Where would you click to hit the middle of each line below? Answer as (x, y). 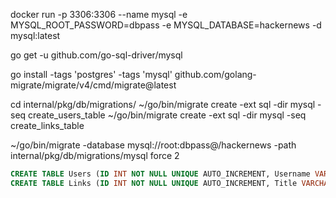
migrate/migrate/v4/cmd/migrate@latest (93, 85)
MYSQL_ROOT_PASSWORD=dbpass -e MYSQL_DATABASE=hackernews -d (166, 25)
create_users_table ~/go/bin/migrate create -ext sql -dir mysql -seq (167, 115)
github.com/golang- (215, 74)
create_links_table (47, 125)
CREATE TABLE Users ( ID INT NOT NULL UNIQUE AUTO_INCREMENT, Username (160, 174)
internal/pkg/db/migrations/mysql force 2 (95, 155)
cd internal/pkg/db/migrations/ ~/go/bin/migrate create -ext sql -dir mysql (163, 104)
